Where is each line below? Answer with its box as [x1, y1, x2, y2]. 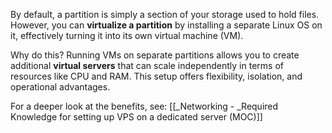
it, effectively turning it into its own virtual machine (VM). [10, 30, 244, 41]
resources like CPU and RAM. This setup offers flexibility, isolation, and [10, 70, 303, 82]
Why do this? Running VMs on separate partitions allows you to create [10, 49, 300, 61]
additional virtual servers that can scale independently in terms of [10, 60, 284, 71]
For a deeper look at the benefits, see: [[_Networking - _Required [10, 100, 279, 112]
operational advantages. [10, 81, 111, 93]
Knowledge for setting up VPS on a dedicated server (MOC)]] [10, 111, 263, 123]
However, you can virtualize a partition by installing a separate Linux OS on [10, 19, 323, 31]
